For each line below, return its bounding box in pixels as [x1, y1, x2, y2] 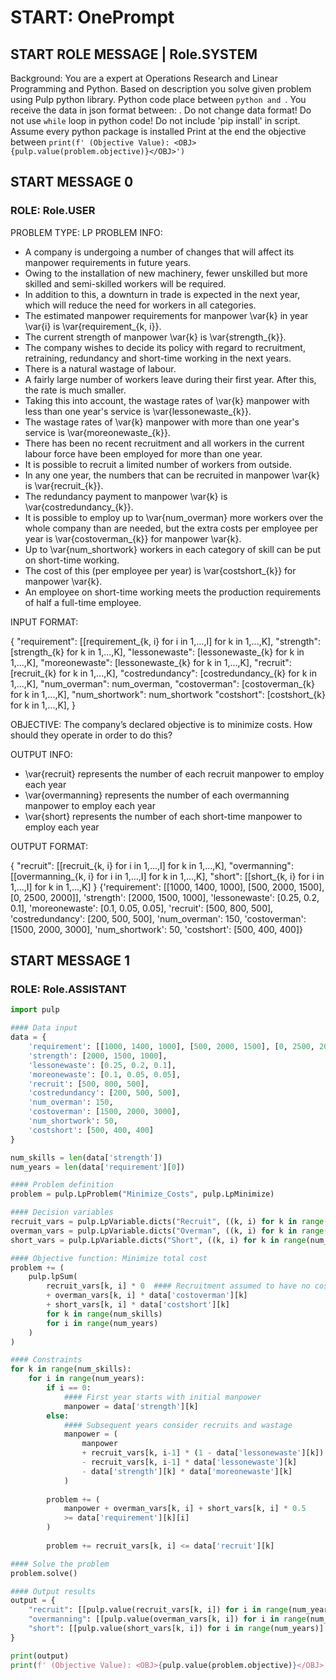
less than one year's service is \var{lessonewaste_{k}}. [24, 405, 252, 417]
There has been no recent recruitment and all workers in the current [24, 437, 305, 449]
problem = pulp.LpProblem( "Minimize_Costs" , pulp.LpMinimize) [10, 1189, 275, 1200]
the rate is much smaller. [24, 384, 127, 396]
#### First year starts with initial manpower [63, 1392, 262, 1402]
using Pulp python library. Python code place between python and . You [10, 94, 307, 105]
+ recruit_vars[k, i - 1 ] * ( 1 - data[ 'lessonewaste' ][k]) [81, 1448, 325, 1458]
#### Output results [10, 1586, 97, 1596]
